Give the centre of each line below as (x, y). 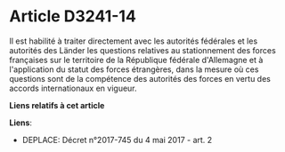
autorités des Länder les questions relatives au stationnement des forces (142, 50)
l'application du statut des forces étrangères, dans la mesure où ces (134, 69)
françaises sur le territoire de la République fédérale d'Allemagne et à (136, 60)
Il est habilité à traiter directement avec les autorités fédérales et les (134, 41)
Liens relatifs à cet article (57, 105)
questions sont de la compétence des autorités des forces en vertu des (140, 78)
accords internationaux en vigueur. (73, 88)
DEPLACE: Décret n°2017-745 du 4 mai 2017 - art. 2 (117, 140)
